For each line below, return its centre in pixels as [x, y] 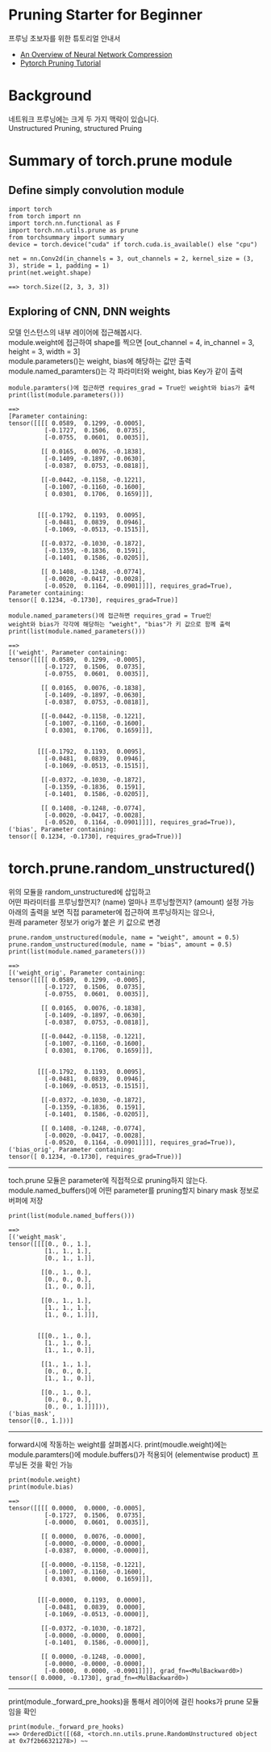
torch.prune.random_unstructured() [132, 868]
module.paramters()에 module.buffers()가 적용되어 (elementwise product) [129, 1454]
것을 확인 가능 [51, 1464]
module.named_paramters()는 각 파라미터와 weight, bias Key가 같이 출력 [126, 371]
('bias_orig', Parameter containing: [72, 1149]
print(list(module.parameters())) [67, 395]
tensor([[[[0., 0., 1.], [50, 1244]
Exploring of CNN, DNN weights [90, 312]
